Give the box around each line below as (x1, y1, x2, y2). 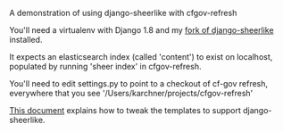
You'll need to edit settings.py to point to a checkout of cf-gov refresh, (9, 78, 269, 88)
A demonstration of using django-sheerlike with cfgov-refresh (9, 8, 237, 18)
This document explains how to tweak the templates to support (9, 105, 241, 115)
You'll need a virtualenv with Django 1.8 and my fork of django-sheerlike (9, 25, 274, 35)
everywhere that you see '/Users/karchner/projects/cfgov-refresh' (9, 88, 254, 98)
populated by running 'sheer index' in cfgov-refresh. (9, 62, 202, 71)
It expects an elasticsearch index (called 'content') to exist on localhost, (9, 52, 273, 62)
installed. (9, 35, 43, 45)
